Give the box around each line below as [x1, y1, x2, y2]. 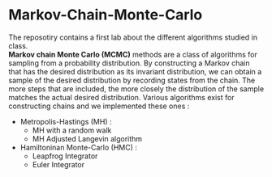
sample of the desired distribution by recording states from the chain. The [8, 75, 256, 85]
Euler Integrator [32, 159, 85, 169]
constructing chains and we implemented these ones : [8, 101, 190, 111]
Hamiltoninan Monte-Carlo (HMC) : [19, 142, 138, 152]
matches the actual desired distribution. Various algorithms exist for [8, 92, 235, 102]
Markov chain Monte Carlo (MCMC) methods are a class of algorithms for [8, 49, 258, 59]
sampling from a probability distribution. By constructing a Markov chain [8, 58, 250, 68]
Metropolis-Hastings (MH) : [19, 116, 112, 126]
